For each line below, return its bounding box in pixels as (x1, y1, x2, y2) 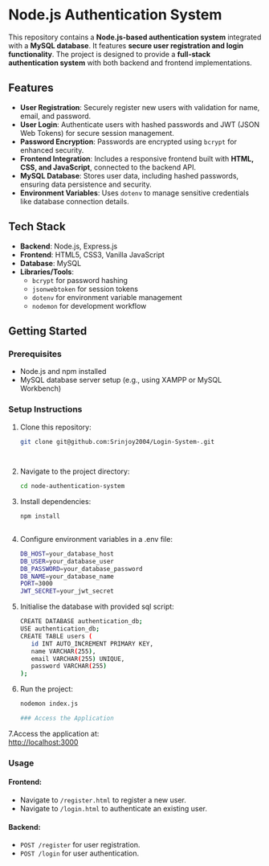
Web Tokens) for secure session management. (19, 128, 175, 137)
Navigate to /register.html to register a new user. (19, 795, 186, 805)
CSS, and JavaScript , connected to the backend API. (19, 162, 197, 172)
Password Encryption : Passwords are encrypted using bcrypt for (19, 137, 237, 146)
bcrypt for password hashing (31, 275, 128, 285)
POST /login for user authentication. (19, 848, 139, 858)
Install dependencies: (19, 497, 92, 507)
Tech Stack (8, 220, 66, 234)
